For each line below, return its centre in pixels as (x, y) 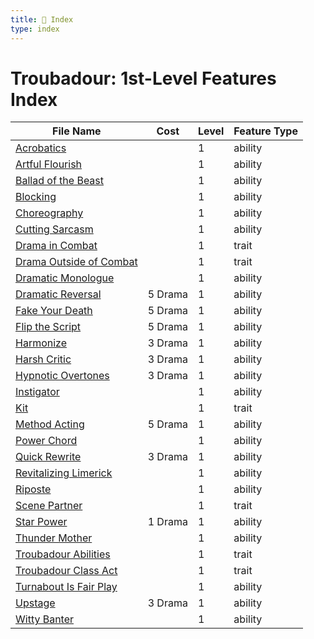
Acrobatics (41, 148)
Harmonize (41, 343)
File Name (77, 131)
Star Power (41, 522)
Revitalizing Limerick (64, 473)
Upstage (35, 603)
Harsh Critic (43, 359)
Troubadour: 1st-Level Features (143, 78)
